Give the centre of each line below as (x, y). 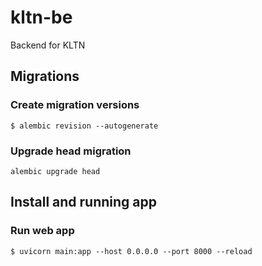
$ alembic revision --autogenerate (84, 126)
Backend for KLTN (48, 45)
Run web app (42, 231)
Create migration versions (75, 105)
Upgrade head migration (71, 151)
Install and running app (83, 202)
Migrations (45, 76)
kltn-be (41, 17)
